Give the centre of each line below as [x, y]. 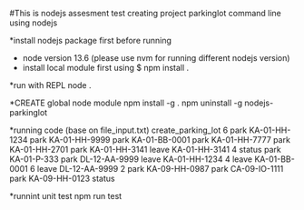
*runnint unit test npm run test [66, 196]
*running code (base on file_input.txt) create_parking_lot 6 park [128, 130]
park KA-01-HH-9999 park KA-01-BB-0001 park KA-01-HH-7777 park [160, 140]
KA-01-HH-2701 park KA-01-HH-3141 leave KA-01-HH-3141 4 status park [145, 150]
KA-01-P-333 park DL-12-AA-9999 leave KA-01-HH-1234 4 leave [131, 159]
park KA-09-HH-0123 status [62, 178]
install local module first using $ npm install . [106, 68]
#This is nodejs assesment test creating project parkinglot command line [145, 13]
